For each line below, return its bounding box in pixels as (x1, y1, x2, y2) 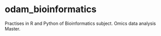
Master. (5, 25, 21, 31)
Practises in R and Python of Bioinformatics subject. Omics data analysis (5, 20, 156, 26)
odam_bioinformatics (5, 4, 97, 15)
